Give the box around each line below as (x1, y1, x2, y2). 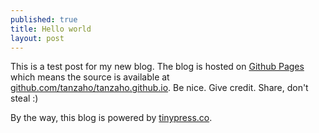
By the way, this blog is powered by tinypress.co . (10, 112, 213, 124)
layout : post (10, 33, 65, 43)
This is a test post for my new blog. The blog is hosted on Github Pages (10, 61, 305, 73)
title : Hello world (10, 24, 92, 34)
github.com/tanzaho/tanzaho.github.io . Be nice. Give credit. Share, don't (10, 82, 309, 94)
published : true (10, 14, 78, 25)
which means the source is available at (10, 71, 170, 83)
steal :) (10, 92, 39, 105)
